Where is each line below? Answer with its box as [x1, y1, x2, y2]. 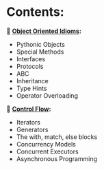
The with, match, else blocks [16, 132, 98, 141]
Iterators [16, 118, 40, 126]
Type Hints [16, 84, 47, 92]
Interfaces [16, 54, 46, 63]
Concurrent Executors [16, 147, 79, 156]
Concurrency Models [16, 140, 77, 148]
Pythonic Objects [16, 40, 66, 48]
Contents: [6, 4, 64, 20]
